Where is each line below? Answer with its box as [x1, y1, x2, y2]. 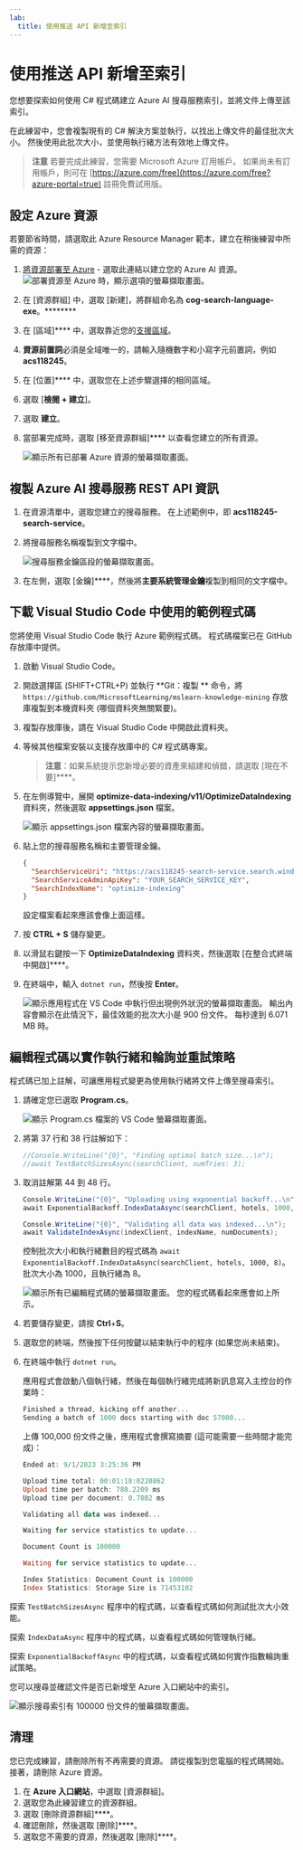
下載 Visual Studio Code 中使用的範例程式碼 [9, 604, 256, 620]
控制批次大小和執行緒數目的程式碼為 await [22, 1246, 181, 1257]
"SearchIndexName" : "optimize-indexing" [31, 884, 185, 893]
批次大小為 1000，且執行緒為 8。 [22, 1268, 147, 1279]
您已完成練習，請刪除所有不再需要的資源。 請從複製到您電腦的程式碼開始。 [9, 1755, 289, 1766]
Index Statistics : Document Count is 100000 [22, 1575, 194, 1584]
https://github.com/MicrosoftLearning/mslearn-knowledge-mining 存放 [22, 691, 289, 702]
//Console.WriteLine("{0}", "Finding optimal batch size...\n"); [22, 1151, 274, 1161]
